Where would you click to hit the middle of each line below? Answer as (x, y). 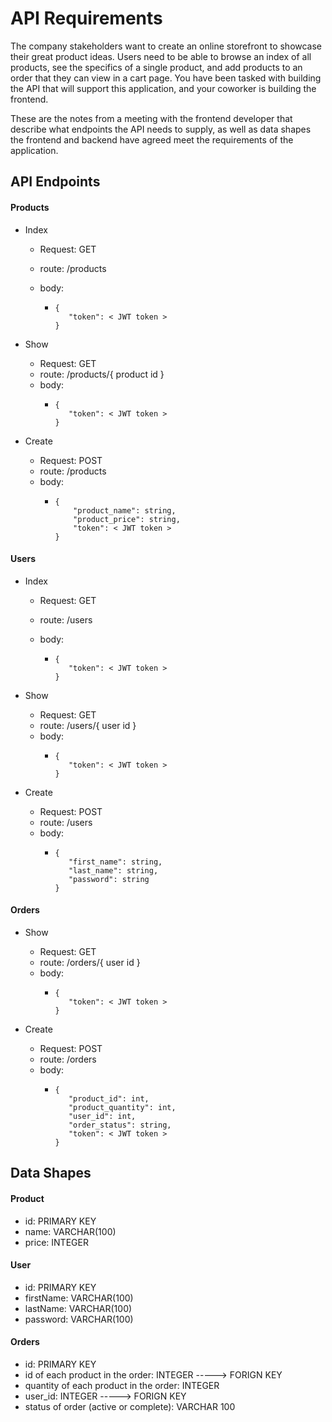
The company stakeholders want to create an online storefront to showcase (166, 46)
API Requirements (86, 18)
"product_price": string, (127, 519)
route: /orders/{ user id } (90, 962)
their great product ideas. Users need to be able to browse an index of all (161, 56)
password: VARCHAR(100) (79, 1319)
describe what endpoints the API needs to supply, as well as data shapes (161, 129)
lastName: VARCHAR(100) (78, 1308)
